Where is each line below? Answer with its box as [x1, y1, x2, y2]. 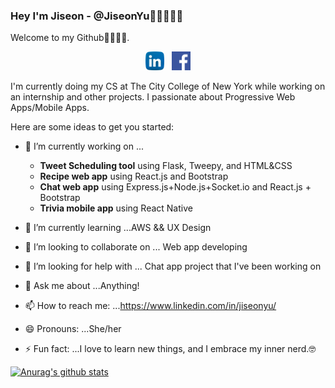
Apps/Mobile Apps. [10, 102, 90, 114]
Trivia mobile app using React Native [39, 202, 193, 214]
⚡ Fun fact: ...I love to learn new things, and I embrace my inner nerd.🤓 [24, 343, 317, 355]
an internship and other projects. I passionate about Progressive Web [10, 91, 296, 103]
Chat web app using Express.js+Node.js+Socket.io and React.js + [39, 181, 312, 193]
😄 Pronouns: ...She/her [24, 323, 122, 335]
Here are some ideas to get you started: [10, 121, 175, 133]
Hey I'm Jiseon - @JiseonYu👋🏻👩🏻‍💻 [10, 9, 184, 23]
